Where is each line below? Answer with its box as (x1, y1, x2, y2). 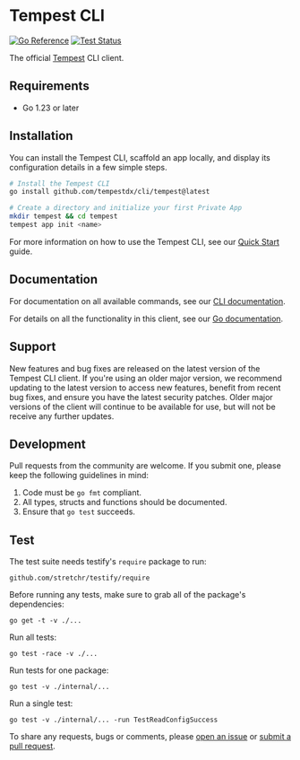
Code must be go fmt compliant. (21, 487, 141, 498)
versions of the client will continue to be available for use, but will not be (9, 401, 276, 412)
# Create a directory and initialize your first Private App (9, 204, 243, 213)
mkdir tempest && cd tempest (9, 212, 118, 221)
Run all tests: (9, 632, 56, 642)
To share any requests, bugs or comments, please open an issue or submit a (9, 731, 292, 742)
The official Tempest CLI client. (9, 52, 124, 63)
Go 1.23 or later (21, 102, 80, 113)
